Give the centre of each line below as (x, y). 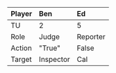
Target (22, 59)
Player (22, 14)
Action (22, 48)
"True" (50, 48)
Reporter (91, 36)
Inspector (55, 59)
